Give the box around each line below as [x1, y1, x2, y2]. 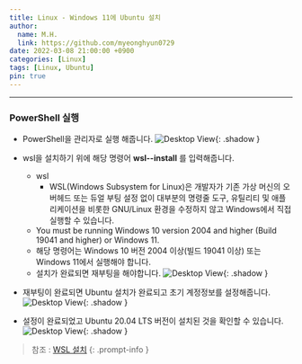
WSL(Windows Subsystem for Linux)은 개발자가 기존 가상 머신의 [49, 182, 281, 192]
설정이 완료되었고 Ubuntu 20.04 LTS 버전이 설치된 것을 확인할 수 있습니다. [22, 315, 284, 326]
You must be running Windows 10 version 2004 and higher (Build [35, 226, 277, 236]
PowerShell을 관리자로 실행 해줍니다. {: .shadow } [22, 134, 261, 145]
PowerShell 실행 [9, 111, 79, 124]
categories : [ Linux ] [9, 55, 87, 64]
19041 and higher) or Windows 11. [35, 235, 160, 245]
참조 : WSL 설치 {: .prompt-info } [31, 344, 150, 355]
